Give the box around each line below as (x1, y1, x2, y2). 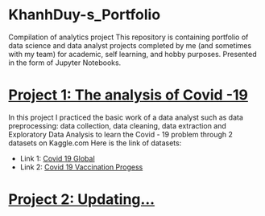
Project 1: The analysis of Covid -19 (8, 86, 248, 104)
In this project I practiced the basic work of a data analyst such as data (8, 112, 244, 122)
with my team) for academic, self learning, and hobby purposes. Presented (8, 49, 257, 59)
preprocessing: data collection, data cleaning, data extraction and (8, 120, 227, 130)
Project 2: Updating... (8, 190, 155, 209)
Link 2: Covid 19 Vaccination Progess (19, 162, 143, 172)
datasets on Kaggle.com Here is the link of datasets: (8, 138, 182, 148)
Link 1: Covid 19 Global (19, 153, 95, 163)
